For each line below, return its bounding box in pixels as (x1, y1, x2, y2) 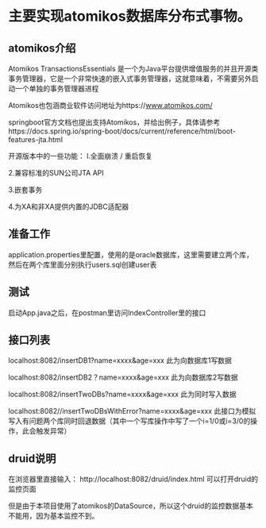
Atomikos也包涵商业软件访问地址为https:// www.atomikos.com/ (8, 101, 213, 110)
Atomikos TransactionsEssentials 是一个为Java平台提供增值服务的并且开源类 (8, 64, 259, 73)
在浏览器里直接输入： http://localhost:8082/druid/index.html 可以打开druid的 (8, 474, 259, 484)
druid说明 (8, 452, 56, 465)
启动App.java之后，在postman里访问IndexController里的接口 (8, 307, 206, 318)
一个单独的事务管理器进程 (14, 84, 99, 93)
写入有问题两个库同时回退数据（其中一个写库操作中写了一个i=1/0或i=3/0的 (8, 416, 251, 426)
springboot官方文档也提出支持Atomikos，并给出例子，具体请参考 (8, 118, 221, 127)
